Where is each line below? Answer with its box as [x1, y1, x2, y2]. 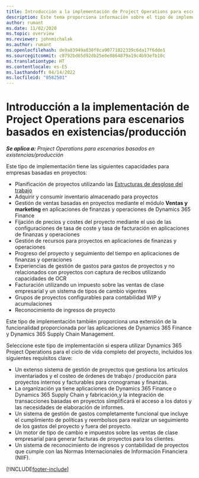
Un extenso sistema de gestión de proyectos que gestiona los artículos [14, 366, 188, 373]
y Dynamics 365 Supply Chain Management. [6, 331, 115, 338]
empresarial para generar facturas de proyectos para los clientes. [14, 435, 175, 442]
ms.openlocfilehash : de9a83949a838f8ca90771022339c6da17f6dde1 [6, 47, 166, 53]
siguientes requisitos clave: [6, 355, 73, 362]
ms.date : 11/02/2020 [6, 25, 57, 31]
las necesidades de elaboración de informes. [14, 404, 125, 411]
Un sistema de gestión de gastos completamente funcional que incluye [14, 410, 188, 418]
